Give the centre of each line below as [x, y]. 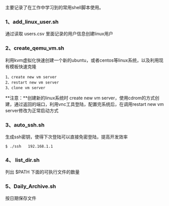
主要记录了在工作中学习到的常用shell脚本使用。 [54, 7]
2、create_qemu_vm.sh [35, 48]
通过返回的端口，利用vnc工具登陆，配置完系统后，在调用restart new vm [89, 104]
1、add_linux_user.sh [32, 22]
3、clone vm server [25, 88]
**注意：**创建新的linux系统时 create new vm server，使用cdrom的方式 [80, 98]
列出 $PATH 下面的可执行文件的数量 [43, 172]
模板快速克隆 [23, 66]
